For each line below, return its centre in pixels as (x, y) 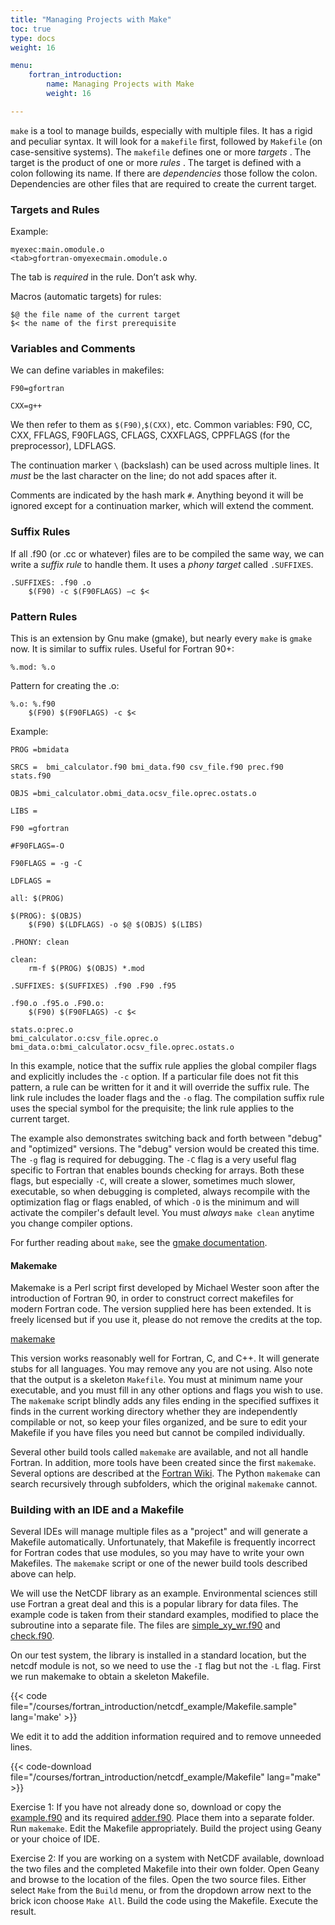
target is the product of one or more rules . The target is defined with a (156, 162)
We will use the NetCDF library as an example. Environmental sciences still (164, 1593)
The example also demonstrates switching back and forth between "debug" (166, 1138)
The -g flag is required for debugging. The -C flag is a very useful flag (153, 1159)
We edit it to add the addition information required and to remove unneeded (166, 1737)
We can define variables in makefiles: (87, 370)
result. (23, 1912)
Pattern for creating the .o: (65, 685)
